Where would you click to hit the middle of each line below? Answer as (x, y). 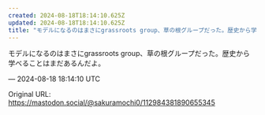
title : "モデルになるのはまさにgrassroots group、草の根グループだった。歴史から (130, 30)
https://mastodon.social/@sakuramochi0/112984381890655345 (112, 102)
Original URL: (30, 95)
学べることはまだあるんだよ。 (56, 63)
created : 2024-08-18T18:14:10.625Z (67, 15)
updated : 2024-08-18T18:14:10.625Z (67, 23)
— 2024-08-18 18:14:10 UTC (54, 79)
